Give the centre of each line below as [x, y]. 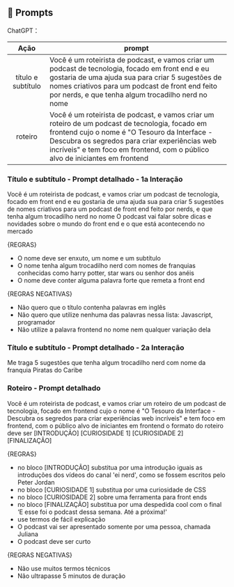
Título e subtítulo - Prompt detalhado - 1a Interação [95, 179]
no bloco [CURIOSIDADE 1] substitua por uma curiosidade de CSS [112, 490]
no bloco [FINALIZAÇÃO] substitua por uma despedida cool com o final [119, 504]
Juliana [28, 534]
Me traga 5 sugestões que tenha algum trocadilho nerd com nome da [107, 363]
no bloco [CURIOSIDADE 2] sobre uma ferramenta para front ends [112, 497]
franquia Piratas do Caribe [45, 370]
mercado [20, 231]
